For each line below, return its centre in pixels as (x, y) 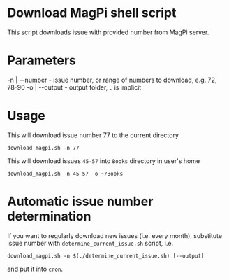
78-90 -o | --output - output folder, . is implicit (74, 87)
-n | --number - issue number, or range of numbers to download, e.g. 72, (112, 80)
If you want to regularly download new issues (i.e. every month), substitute (114, 235)
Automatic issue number (80, 202)
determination (49, 216)
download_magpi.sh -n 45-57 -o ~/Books (65, 174)
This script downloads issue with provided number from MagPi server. (108, 32)
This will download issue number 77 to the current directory (93, 135)
